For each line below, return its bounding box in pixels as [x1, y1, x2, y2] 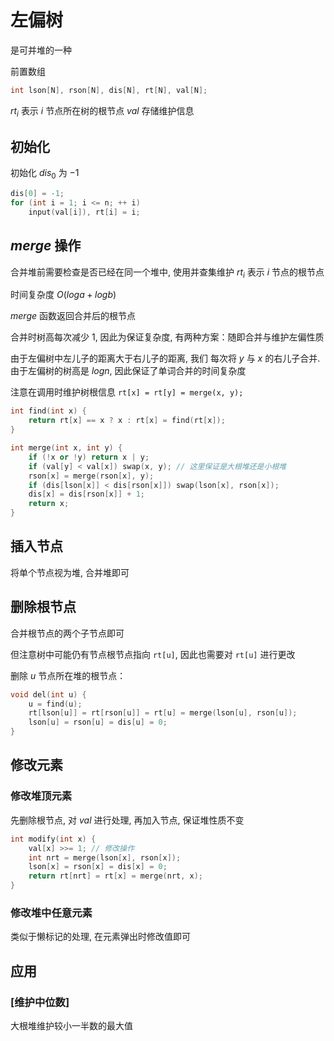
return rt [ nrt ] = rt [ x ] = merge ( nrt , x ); [28, 871, 204, 881]
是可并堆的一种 [10, 44, 72, 56]
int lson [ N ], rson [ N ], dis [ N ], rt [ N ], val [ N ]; [10, 85, 208, 95]
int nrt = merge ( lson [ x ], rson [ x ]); [28, 852, 182, 863]
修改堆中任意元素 [10, 906, 93, 920]
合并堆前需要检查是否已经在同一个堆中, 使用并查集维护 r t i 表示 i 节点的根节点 [10, 266, 325, 280]
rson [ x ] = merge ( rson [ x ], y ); [28, 471, 155, 481]
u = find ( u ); [28, 699, 83, 709]
